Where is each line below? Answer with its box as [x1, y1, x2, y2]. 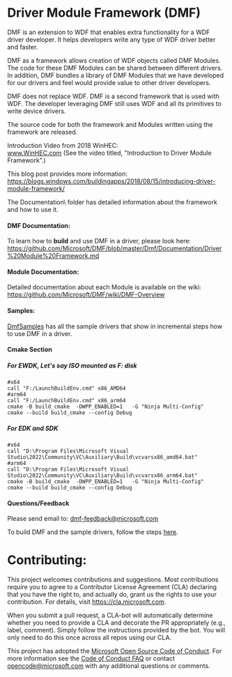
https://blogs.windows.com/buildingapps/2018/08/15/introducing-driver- [7, 176, 216, 185]
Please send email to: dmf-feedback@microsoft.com [7, 515, 159, 523]
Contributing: [7, 552, 87, 568]
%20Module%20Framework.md [7, 252, 100, 260]
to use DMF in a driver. [7, 329, 72, 337]
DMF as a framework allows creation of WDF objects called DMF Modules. [7, 56, 221, 64]
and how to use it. [7, 205, 59, 213]
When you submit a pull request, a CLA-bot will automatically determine [7, 611, 213, 620]
